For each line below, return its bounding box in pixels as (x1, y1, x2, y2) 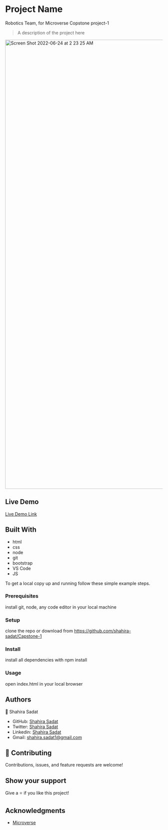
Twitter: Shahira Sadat (12, 724, 58, 730)
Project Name (5, 3, 63, 15)
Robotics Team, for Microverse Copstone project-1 (5, 20, 109, 26)
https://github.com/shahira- (74, 628, 131, 634)
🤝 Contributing (5, 749, 52, 757)
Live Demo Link (5, 511, 37, 517)
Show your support (5, 776, 66, 785)
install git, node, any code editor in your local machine (5, 604, 116, 610)
